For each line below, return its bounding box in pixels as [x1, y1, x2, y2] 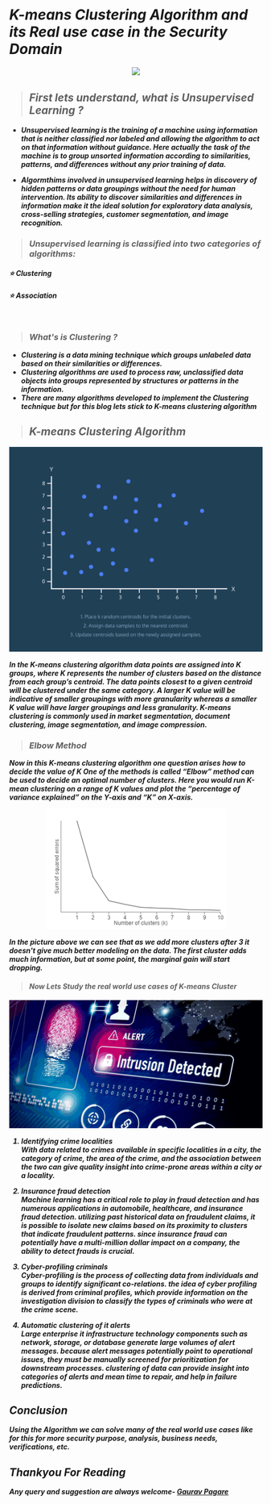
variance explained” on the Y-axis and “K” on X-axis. [9, 792, 194, 802]
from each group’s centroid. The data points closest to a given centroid [9, 677, 253, 687]
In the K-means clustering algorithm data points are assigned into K [9, 660, 242, 670]
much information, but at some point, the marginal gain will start [9, 955, 230, 964]
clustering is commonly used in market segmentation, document [9, 712, 231, 721]
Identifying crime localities [20, 1136, 113, 1146]
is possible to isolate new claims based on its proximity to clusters [20, 1220, 248, 1230]
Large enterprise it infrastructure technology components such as [20, 1329, 248, 1339]
